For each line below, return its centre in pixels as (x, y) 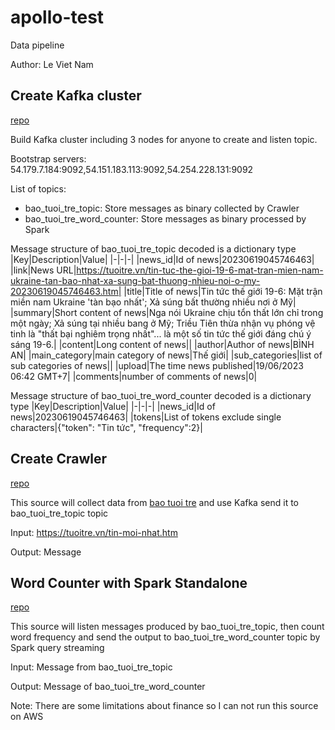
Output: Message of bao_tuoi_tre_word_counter (108, 687)
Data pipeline (37, 45)
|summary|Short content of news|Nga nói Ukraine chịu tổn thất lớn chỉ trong (167, 312)
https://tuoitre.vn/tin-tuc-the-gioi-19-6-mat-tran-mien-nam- (200, 270)
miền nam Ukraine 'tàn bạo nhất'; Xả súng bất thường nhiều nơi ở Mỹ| (153, 302)
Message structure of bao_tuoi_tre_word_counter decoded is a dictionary (161, 395)
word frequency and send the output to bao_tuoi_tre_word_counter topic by (165, 637)
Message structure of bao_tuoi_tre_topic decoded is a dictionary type (153, 248)
